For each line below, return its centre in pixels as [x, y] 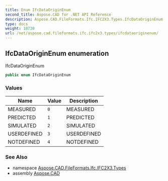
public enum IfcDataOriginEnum [38, 75]
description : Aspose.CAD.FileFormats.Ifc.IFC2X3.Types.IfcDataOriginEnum [84, 19]
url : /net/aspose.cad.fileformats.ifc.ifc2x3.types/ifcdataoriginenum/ [82, 33]
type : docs [17, 24]
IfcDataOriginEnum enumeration [57, 54]
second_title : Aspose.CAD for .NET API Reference [58, 15]
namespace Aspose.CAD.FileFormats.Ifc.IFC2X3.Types [69, 168]
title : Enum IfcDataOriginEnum [38, 10]
